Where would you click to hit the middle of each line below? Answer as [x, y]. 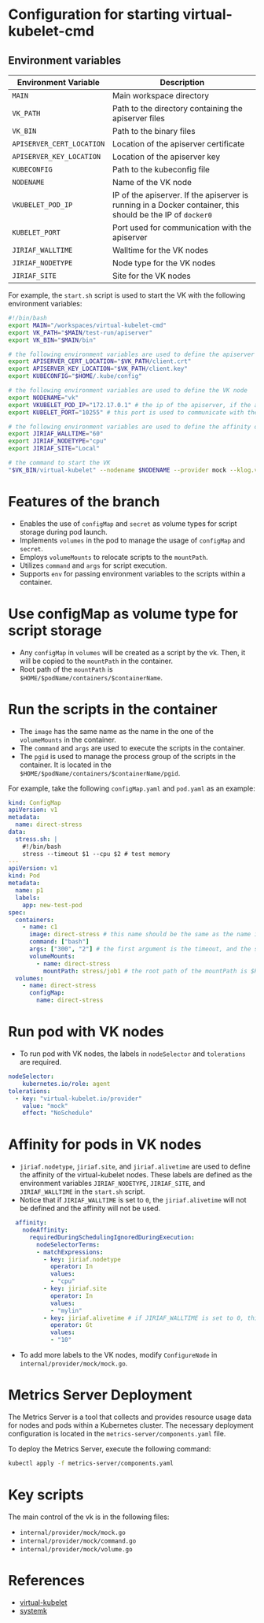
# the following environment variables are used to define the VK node [128, 391]
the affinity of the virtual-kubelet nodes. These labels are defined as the [136, 1175]
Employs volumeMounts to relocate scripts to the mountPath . [114, 557]
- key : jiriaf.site [75, 1289]
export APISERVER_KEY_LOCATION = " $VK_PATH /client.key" [98, 369]
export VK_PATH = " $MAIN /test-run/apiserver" [81, 332]
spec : [17, 912]
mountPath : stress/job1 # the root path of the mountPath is [145, 971]
